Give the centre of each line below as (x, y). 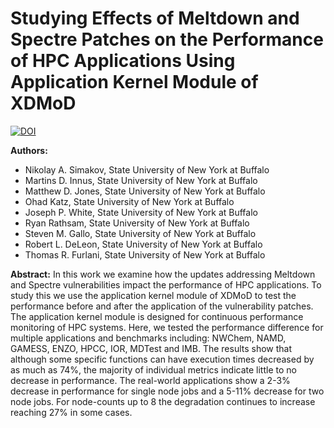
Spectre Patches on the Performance (167, 39)
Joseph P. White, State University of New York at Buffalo (141, 212)
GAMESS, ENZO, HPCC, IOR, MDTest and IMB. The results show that (151, 348)
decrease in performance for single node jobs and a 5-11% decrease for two (167, 391)
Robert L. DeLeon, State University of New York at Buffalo (143, 244)
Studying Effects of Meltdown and (155, 18)
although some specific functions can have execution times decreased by (162, 359)
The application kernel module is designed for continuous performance (157, 316)
